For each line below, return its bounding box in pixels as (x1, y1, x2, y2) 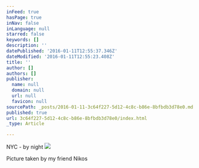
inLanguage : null (6, 25, 50, 32)
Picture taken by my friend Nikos (6, 155, 88, 163)
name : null (11, 82, 39, 88)
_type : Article (6, 121, 45, 127)
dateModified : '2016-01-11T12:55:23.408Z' (6, 54, 115, 60)
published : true (6, 110, 47, 116)
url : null (11, 93, 36, 99)
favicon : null (11, 98, 47, 104)
